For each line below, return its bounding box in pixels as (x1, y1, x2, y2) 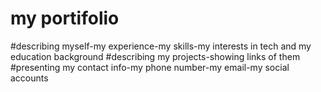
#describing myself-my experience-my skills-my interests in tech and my (10, 40, 312, 52)
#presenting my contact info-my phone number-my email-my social (10, 61, 290, 73)
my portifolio (10, 7, 120, 30)
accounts (10, 72, 49, 84)
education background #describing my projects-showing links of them (10, 50, 301, 62)
